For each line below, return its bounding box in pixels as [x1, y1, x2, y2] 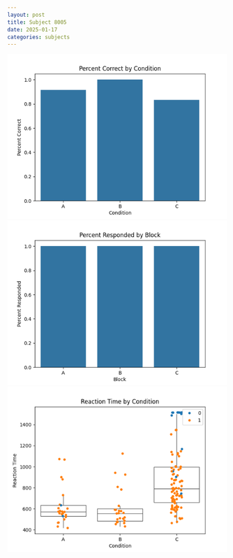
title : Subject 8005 [7, 18, 68, 26]
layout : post [7, 11, 45, 18]
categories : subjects [7, 34, 70, 41]
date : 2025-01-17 [7, 26, 58, 33]
